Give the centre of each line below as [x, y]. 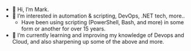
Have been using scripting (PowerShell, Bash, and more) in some [102, 22]
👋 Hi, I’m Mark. [30, 9]
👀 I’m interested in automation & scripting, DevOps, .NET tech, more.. [99, 16]
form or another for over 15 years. [63, 29]
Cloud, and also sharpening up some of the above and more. [88, 42]
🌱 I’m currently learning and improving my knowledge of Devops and [98, 35]
